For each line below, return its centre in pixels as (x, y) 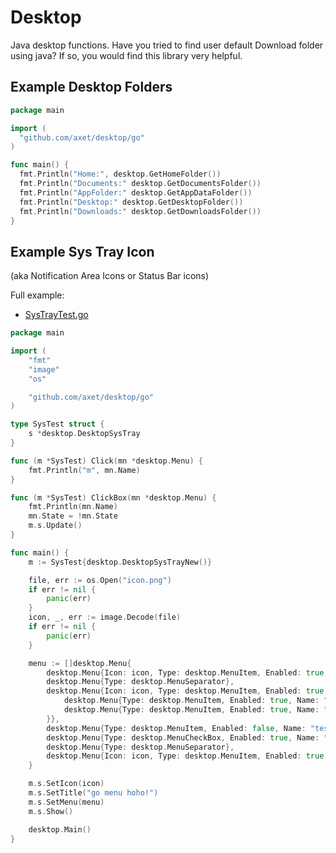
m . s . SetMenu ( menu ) (66, 802)
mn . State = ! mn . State (73, 516)
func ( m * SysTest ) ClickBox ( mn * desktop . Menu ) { (113, 497)
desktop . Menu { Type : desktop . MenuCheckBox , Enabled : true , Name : (183, 737)
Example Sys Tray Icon (82, 251)
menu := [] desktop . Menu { (80, 663)
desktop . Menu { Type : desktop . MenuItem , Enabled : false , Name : (176, 728)
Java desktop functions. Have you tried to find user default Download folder (167, 45)
